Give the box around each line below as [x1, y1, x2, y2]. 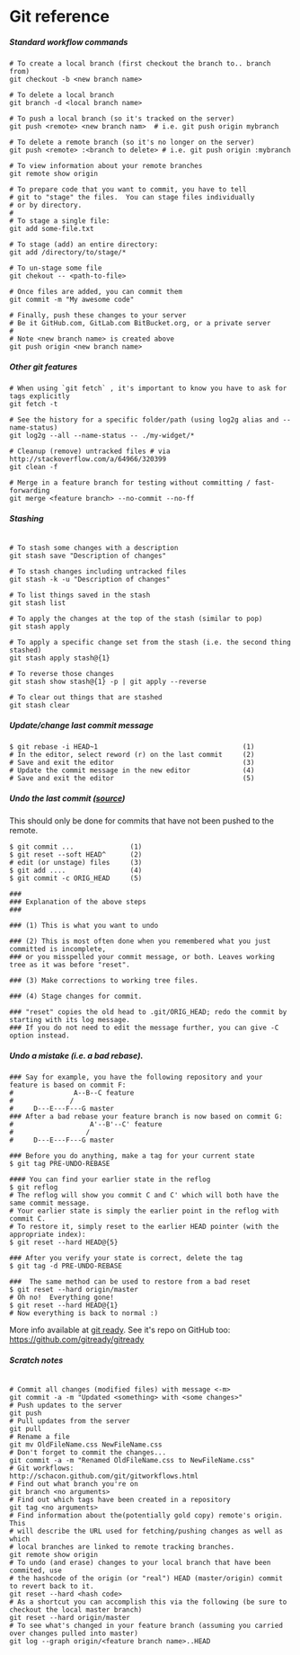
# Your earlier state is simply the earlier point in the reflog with [9, 1206, 279, 1215]
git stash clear [9, 701, 70, 710]
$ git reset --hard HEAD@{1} [9, 1301, 119, 1310]
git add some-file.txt [9, 225, 94, 234]
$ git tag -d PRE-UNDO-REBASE [9, 1261, 123, 1270]
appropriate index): [9, 1230, 87, 1239]
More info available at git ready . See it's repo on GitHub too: [9, 1324, 231, 1335]
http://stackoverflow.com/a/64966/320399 [9, 455, 167, 464]
